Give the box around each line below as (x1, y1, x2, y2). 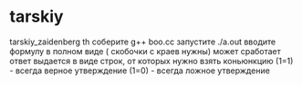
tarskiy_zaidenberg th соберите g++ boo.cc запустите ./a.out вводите (9, 36, 276, 47)
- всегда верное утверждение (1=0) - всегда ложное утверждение (9, 65, 271, 76)
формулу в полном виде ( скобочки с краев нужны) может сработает (9, 45, 281, 56)
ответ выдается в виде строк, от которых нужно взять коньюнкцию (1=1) (9, 55, 294, 66)
